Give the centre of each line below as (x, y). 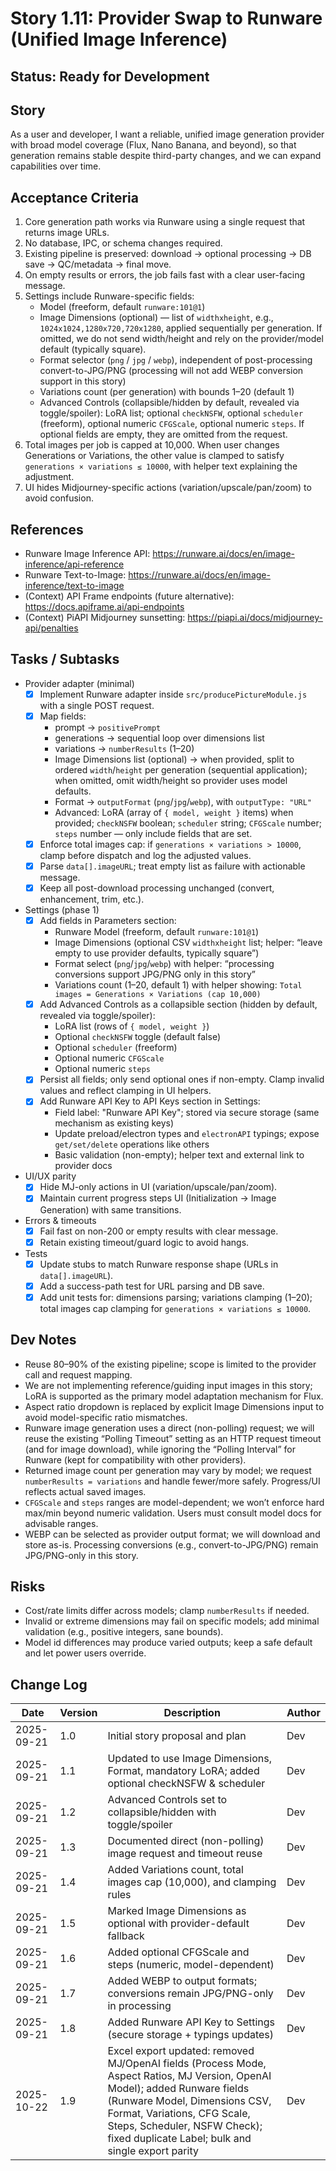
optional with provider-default (178, 1924)
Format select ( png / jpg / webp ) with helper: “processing (164, 964)
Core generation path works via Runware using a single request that (165, 222)
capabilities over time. (56, 166)
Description (192, 1713)
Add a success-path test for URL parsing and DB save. (152, 1286)
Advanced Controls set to (167, 1800)
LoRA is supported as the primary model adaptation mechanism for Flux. (174, 1396)
